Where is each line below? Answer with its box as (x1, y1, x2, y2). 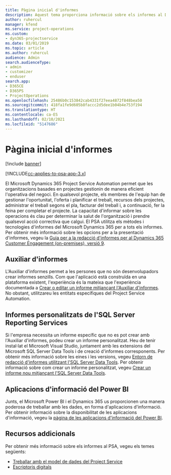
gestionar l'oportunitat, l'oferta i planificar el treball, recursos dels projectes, (5, 196, 165, 202)
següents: (5, 448, 26, 455)
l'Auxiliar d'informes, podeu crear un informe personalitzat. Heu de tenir (5, 337, 156, 344)
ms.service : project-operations (5, 27, 74, 32)
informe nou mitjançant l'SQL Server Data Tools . (5, 370, 106, 376)
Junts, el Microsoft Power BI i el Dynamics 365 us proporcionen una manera (5, 398, 165, 404)
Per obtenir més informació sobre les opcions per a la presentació (5, 229, 144, 235)
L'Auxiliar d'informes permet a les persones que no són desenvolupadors (5, 268, 159, 275)
